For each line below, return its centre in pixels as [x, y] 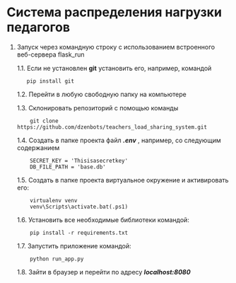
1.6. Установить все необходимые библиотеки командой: [103, 219]
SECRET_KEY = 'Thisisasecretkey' [79, 161]
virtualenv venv [54, 200]
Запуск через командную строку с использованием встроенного [116, 47]
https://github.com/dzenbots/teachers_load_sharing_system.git [112, 127]
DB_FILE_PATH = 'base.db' [68, 167]
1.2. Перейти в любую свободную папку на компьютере [101, 94]
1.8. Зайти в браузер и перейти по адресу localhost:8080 [104, 272]
